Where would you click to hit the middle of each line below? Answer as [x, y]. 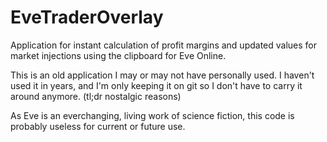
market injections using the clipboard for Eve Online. [118, 55]
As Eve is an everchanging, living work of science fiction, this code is [152, 115]
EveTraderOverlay [87, 17]
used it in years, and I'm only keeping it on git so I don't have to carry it [156, 85]
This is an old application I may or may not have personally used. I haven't [162, 75]
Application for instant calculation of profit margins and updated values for [164, 45]
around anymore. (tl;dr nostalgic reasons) [96, 96]
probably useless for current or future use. [98, 126]
